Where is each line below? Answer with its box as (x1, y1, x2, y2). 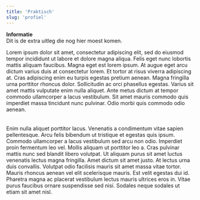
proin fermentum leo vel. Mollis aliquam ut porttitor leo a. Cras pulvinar (6, 144, 180, 151)
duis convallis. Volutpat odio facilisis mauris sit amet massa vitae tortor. (6, 162, 181, 170)
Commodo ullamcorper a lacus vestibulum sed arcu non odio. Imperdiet (6, 137, 183, 144)
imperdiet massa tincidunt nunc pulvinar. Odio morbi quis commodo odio (6, 99, 185, 106)
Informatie (6, 30, 33, 38)
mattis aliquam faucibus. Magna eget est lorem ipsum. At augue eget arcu (6, 61, 188, 69)
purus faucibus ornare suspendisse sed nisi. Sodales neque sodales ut (6, 181, 180, 189)
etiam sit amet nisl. (6, 188, 53, 195)
